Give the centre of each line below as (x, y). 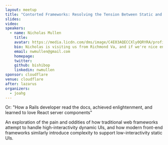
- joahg (18, 93)
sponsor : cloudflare (27, 75)
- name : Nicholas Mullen (35, 33)
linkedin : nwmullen (34, 70)
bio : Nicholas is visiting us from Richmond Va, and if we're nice (86, 47)
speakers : (15, 28)
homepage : (24, 56)
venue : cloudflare (24, 79)
